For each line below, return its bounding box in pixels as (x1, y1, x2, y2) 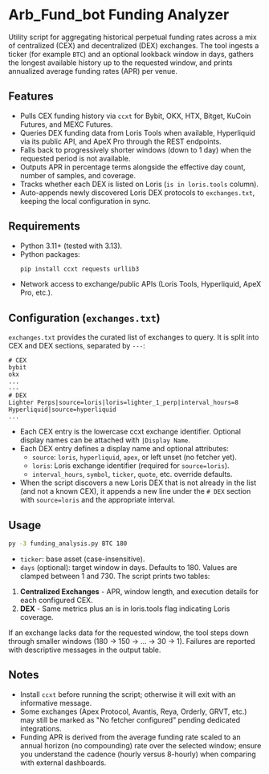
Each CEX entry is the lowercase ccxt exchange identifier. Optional (19, 427, 241, 437)
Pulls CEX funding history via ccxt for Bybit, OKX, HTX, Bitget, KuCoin (19, 111, 251, 120)
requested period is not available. (19, 153, 131, 163)
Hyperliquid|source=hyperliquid (8, 405, 116, 414)
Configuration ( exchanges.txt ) (8, 311, 161, 324)
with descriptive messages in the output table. (8, 645, 161, 654)
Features (8, 90, 54, 104)
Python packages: (19, 249, 80, 259)
